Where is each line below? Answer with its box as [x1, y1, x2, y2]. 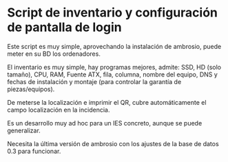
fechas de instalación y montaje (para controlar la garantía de [7, 77, 182, 85]
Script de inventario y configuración [7, 5, 218, 21]
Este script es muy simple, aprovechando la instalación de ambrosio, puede [7, 42, 222, 50]
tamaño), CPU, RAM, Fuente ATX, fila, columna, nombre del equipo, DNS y [7, 70, 218, 79]
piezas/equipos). [7, 85, 55, 93]
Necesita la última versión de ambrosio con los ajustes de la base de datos [7, 139, 219, 148]
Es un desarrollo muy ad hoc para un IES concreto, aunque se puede [7, 119, 203, 127]
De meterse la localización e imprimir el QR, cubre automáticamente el [7, 98, 207, 106]
